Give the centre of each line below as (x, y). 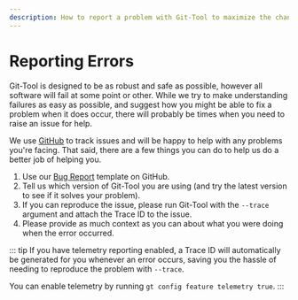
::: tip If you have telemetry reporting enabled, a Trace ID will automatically (145, 250)
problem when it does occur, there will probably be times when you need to (147, 114)
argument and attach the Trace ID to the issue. (107, 214)
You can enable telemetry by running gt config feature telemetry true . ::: (147, 286)
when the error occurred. (68, 233)
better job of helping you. (55, 159)
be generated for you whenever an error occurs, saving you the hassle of (143, 259)
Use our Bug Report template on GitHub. (96, 176)
